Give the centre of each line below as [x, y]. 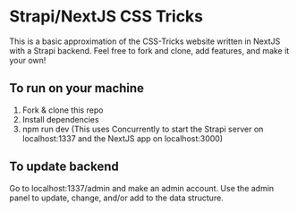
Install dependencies [61, 119]
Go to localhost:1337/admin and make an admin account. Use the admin [142, 188]
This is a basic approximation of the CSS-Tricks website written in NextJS [145, 41]
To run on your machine [77, 88]
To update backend [64, 167]
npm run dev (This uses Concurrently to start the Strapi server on [143, 129]
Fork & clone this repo [63, 110]
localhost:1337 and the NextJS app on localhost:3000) [123, 138]
